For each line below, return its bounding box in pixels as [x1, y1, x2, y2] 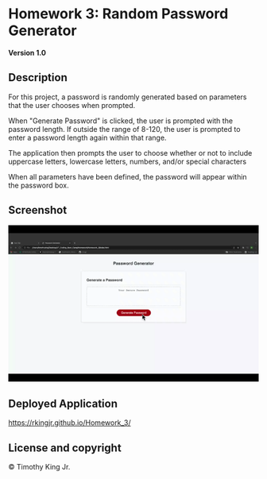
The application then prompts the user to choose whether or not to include [8, 148, 253, 157]
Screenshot [8, 203, 68, 217]
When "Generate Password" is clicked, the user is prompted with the [8, 116, 233, 126]
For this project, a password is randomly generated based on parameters [8, 92, 247, 102]
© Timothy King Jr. [8, 462, 71, 472]
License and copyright [8, 441, 122, 454]
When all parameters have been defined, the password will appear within [8, 172, 248, 181]
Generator [8, 21, 77, 40]
